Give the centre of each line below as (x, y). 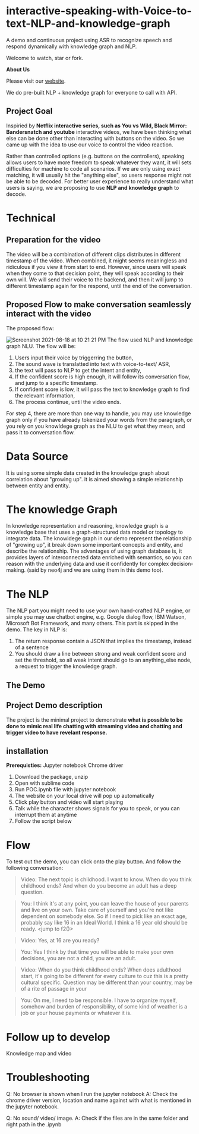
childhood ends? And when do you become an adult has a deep (99, 886)
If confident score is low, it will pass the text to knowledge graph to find (102, 389)
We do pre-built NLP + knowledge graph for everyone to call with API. (91, 92)
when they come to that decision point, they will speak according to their (95, 273)
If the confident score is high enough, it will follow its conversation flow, (102, 377)
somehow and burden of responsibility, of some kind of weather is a (104, 1007)
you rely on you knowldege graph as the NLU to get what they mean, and (96, 426)
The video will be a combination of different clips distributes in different (94, 254)
